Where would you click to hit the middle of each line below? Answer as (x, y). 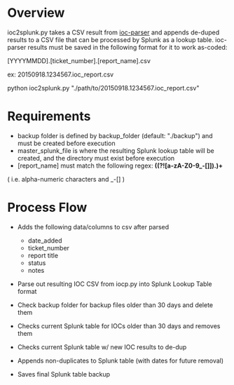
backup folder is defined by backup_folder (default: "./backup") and (115, 135)
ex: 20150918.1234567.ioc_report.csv (61, 74)
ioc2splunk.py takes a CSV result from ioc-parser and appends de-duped (113, 32)
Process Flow (47, 208)
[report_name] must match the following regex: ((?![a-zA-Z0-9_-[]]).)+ (120, 166)
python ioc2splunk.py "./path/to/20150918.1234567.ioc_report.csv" (103, 88)
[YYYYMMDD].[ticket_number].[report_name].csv (79, 60)
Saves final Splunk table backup (64, 374)
